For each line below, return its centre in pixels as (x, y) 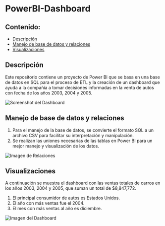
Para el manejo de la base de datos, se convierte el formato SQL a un (83, 130)
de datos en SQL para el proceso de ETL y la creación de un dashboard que (82, 82)
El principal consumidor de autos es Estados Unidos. (66, 198)
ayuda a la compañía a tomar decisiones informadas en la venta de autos (80, 87)
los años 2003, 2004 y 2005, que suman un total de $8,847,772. (71, 188)
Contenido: (23, 27)
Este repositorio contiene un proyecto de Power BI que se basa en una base (82, 77)
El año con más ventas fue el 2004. (48, 203)
